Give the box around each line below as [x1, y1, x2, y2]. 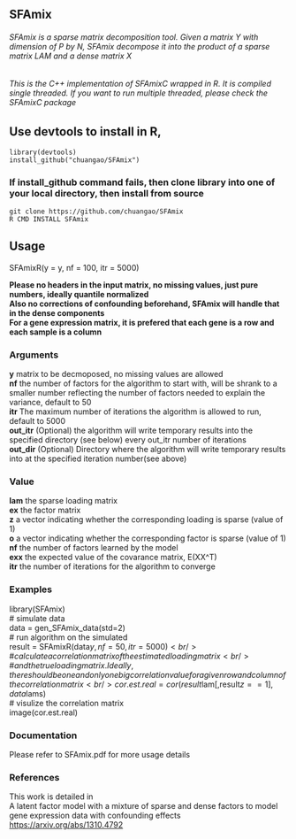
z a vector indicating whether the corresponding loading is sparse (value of [9, 514, 284, 525]
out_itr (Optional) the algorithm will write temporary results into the [9, 425, 254, 436]
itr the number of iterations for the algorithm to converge [9, 561, 216, 572]
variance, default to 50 [9, 397, 92, 408]
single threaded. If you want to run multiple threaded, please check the [9, 88, 268, 98]
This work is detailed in [9, 791, 94, 802]
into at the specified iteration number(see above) [9, 453, 187, 464]
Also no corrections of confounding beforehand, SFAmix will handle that [9, 298, 280, 309]
